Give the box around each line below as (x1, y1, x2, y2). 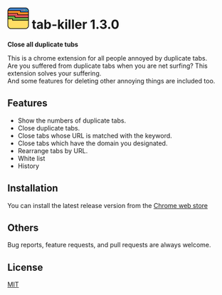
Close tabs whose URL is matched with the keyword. (17, 131, 172, 140)
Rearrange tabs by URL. (17, 146, 88, 155)
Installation (7, 182, 58, 195)
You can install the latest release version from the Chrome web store (7, 201, 208, 209)
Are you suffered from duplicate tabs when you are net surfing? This (7, 61, 208, 70)
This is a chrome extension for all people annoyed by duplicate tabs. (7, 53, 208, 62)
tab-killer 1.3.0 (31, 16, 120, 33)
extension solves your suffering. (7, 68, 102, 78)
